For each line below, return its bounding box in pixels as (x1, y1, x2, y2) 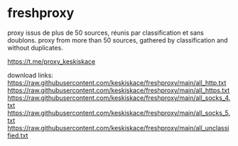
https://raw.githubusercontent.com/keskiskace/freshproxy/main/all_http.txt (7, 78, 227, 86)
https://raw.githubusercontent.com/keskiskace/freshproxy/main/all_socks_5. (7, 108, 231, 117)
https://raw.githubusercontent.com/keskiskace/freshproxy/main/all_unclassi (7, 123, 229, 132)
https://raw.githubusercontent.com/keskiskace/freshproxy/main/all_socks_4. (7, 94, 231, 102)
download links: (7, 71, 53, 79)
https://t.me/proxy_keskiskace (7, 57, 96, 65)
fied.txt (7, 131, 28, 140)
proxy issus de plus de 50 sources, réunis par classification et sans (7, 28, 204, 37)
